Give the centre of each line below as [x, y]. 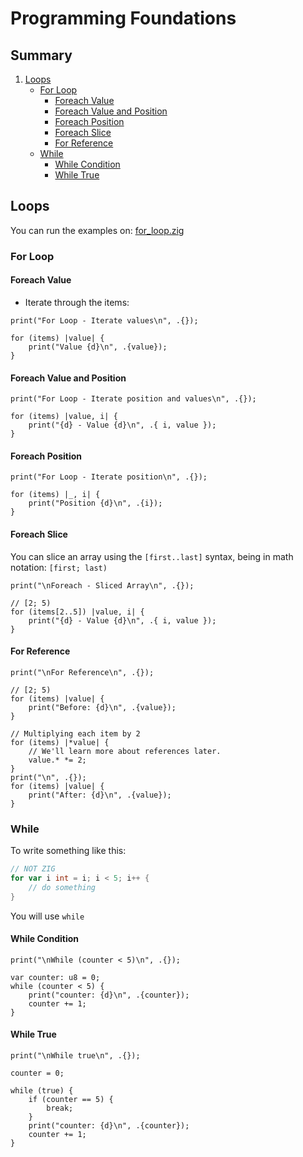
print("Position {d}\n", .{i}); [95, 503]
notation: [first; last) [59, 567]
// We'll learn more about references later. [125, 751]
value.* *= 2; [57, 760]
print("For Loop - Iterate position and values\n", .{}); [133, 399]
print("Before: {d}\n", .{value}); [102, 707]
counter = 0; [37, 1073]
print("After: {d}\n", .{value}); [100, 795]
